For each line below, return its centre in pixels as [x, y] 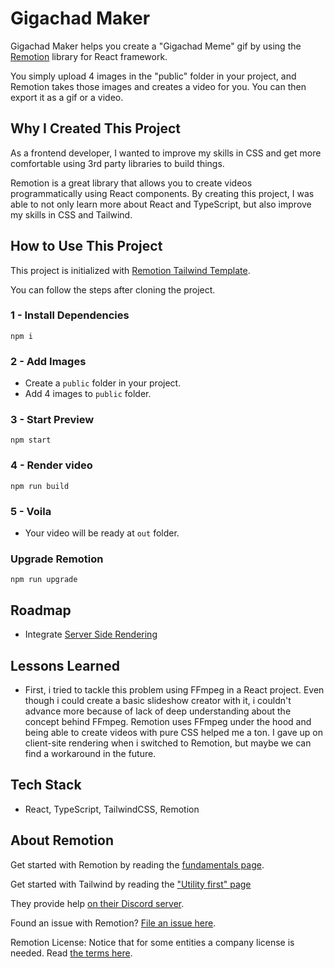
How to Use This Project [86, 246]
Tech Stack [46, 785]
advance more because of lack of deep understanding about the [158, 711]
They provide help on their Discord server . [97, 903]
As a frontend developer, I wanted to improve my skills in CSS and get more [166, 153]
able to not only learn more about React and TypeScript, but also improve [161, 204]
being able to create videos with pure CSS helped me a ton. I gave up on [174, 732]
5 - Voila [31, 511]
